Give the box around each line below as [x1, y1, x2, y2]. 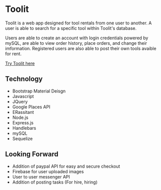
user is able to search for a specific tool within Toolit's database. [5, 25, 137, 31]
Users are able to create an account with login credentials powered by [5, 35, 149, 41]
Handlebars [12, 125, 36, 131]
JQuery [12, 98, 28, 104]
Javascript [12, 93, 34, 99]
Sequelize [12, 135, 33, 141]
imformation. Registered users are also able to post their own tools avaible [5, 45, 157, 51]
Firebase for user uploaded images [12, 168, 84, 175]
